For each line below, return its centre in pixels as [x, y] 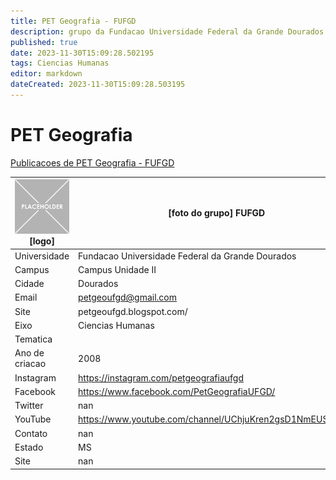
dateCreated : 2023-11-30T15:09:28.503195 [98, 85]
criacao [30, 364]
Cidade [29, 284]
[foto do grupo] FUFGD [217, 213]
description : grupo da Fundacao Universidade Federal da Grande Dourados [167, 31]
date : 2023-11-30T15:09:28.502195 [82, 53]
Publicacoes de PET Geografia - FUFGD [92, 162]
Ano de [29, 353]
